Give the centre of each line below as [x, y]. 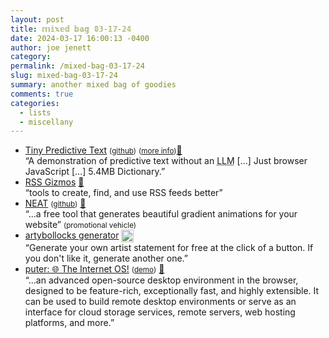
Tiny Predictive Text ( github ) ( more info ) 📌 [103, 150]
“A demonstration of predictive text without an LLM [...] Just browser [166, 161]
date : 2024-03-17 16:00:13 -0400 [80, 38]
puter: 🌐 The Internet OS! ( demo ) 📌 [94, 269]
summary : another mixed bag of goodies [93, 85]
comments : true [42, 94]
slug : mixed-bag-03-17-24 [64, 76]
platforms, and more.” [69, 323]
